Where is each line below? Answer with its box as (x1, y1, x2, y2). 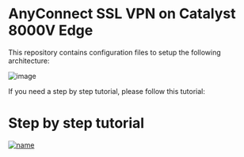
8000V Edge (8, 21, 93, 39)
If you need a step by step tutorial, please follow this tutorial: (8, 86, 206, 95)
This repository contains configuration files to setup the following (8, 47, 221, 57)
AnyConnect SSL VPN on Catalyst (8, 5, 236, 23)
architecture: (8, 56, 50, 65)
